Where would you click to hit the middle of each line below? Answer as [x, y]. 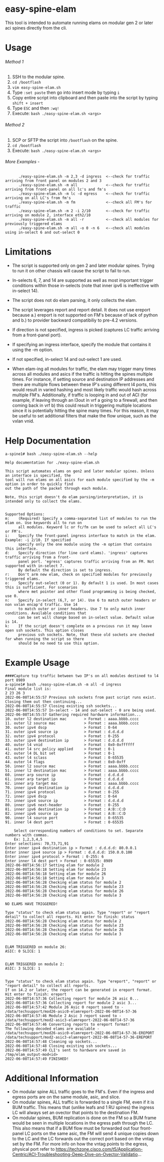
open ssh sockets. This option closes [45, 630]
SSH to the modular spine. [38, 77]
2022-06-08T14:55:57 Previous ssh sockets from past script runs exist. [81, 697]
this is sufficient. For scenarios [41, 587]
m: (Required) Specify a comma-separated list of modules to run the [81, 518]
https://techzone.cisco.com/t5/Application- [99, 1149]
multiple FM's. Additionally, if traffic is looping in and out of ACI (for [80, 395]
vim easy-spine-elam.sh [36, 88]
